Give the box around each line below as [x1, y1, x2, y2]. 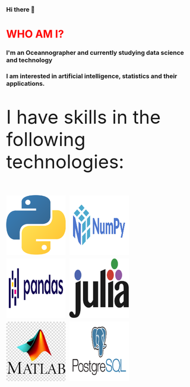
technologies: [6, 150, 125, 173]
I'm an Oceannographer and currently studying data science [6, 49, 184, 57]
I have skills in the [6, 105, 161, 129]
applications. [6, 79, 45, 88]
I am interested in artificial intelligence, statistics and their [6, 71, 178, 80]
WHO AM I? [6, 27, 64, 41]
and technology [6, 56, 53, 64]
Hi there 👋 [6, 5, 36, 14]
